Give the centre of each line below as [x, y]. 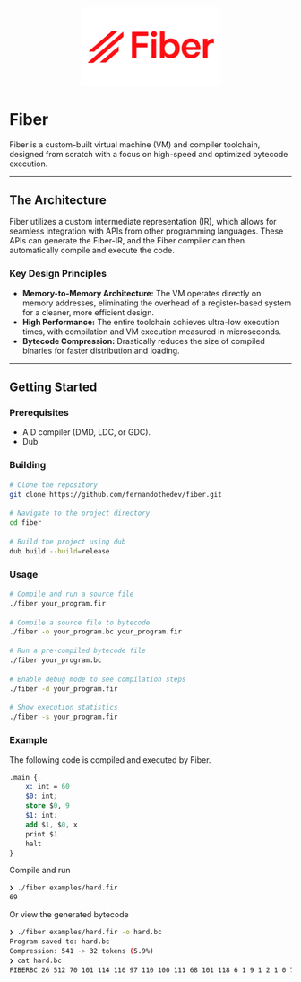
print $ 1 [42, 834]
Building [28, 465]
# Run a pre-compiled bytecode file [77, 651]
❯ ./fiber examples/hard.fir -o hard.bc [86, 933]
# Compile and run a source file [72, 594]
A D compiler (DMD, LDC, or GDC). [86, 432]
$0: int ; [42, 796]
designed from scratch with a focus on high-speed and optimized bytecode [149, 154]
